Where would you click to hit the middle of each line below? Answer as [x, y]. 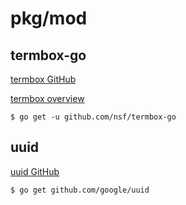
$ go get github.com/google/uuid [80, 190]
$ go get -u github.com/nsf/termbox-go [93, 117]
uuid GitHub [35, 171]
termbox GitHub [43, 79]
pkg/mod [49, 18]
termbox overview [47, 98]
